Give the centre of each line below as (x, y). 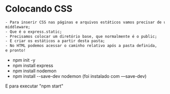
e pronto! (16, 51)
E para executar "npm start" (34, 86)
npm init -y (24, 60)
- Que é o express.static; (34, 32)
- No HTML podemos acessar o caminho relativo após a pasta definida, (81, 46)
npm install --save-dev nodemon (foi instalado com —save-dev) (79, 76)
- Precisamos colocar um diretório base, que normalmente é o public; (81, 36)
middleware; (18, 27)
